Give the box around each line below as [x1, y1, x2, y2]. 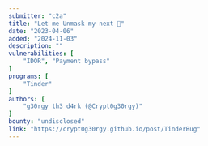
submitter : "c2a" [8, 11, 67, 20]
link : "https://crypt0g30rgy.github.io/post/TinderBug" [8, 125, 201, 133]
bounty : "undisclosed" [8, 118, 85, 126]
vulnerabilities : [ [8, 49, 74, 58]
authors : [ [8, 95, 45, 103]
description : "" [8, 42, 63, 50]
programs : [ [8, 72, 49, 80]
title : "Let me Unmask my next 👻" [8, 19, 125, 28]
